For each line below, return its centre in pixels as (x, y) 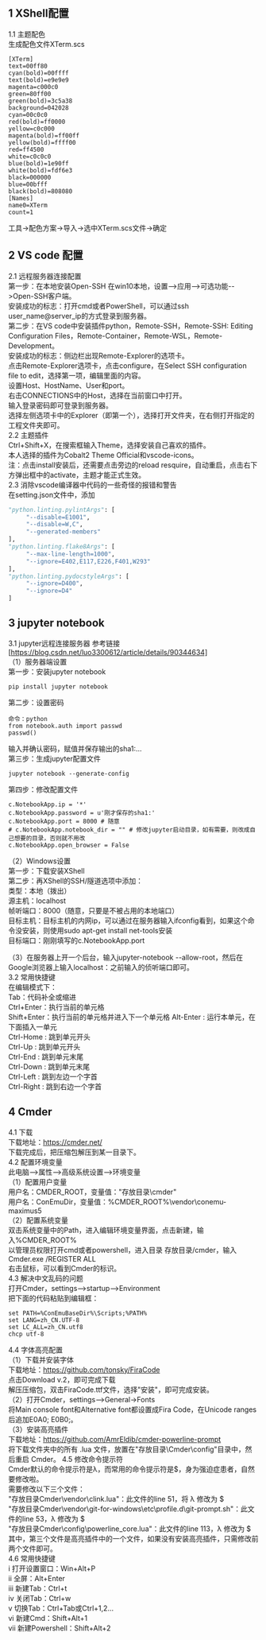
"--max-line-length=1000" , (70, 554)
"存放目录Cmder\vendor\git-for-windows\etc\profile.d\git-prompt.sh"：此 (128, 1509)
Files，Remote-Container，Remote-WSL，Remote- (139, 335)
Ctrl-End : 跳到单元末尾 (46, 1057)
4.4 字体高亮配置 (36, 1350)
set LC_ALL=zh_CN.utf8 (46, 1327)
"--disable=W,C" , (54, 525)
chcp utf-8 (26, 1334)
